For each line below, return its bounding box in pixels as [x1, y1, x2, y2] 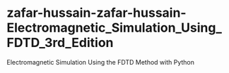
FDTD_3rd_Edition [6, 35, 114, 51]
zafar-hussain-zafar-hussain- [6, 5, 187, 21]
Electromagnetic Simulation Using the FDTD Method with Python [6, 58, 195, 66]
